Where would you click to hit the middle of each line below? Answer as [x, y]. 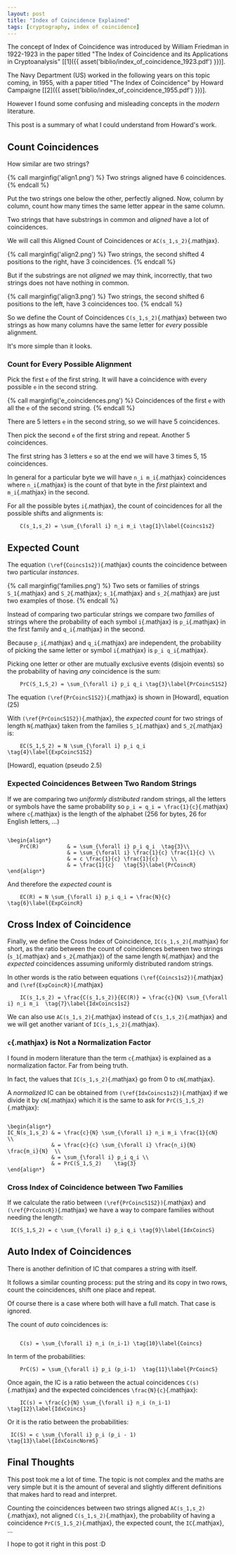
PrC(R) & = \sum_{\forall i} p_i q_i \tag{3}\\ [105, 846]
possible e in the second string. [53, 387]
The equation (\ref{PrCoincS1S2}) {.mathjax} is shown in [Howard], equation [118, 697]
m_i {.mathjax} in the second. [48, 492]
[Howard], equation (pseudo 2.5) [55, 766]
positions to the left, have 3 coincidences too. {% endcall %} [95, 304]
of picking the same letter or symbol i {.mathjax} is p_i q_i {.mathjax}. [108, 650]
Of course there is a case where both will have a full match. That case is [112, 1303]
